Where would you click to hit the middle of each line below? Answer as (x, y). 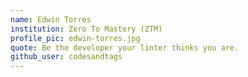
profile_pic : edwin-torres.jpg (75, 38)
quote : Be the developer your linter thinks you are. (125, 47)
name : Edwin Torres (51, 19)
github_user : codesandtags (66, 57)
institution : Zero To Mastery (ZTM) (86, 29)
